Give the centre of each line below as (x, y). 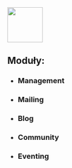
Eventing (33, 156)
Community (38, 138)
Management (41, 81)
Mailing (31, 100)
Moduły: (26, 61)
